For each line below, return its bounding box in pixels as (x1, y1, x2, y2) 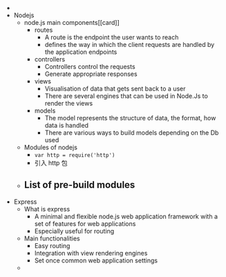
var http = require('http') (34, 152, 115, 159)
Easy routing (34, 241, 70, 249)
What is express (23, 204, 70, 213)
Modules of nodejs (23, 143, 78, 151)
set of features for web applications (34, 219, 136, 228)
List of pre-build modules (23, 179, 135, 191)
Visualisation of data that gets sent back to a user (44, 84, 186, 93)
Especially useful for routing (34, 227, 115, 235)
